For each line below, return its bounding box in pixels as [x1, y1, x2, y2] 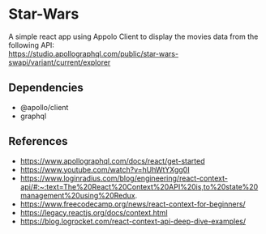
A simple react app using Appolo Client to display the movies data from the [8, 32, 259, 41]
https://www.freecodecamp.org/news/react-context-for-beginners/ [19, 199, 246, 209]
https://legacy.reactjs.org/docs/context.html [19, 207, 168, 217]
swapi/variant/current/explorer [8, 57, 111, 67]
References [8, 134, 68, 148]
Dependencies [8, 81, 84, 95]
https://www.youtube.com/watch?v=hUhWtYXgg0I [19, 164, 190, 174]
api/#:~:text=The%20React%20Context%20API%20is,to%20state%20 [19, 181, 259, 191]
